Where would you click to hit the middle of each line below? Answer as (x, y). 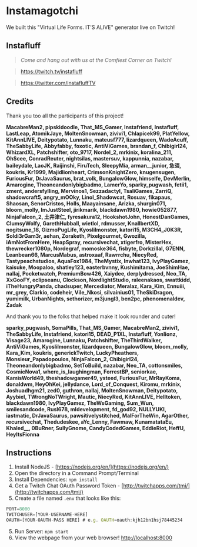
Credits (20, 101)
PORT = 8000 (18, 509)
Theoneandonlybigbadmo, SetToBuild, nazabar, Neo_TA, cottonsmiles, (94, 365)
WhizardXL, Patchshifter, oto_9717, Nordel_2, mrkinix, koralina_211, (89, 152)
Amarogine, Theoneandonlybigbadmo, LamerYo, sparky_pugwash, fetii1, (97, 185)
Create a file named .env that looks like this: (68, 498)
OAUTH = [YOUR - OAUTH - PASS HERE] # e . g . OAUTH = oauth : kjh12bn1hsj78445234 (94, 520)
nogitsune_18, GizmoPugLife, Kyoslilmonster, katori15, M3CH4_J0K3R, (94, 230)
